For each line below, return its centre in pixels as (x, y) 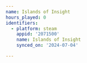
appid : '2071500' (38, 34)
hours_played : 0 (26, 17)
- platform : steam (34, 28)
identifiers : (22, 23)
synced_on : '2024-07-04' (47, 46)
